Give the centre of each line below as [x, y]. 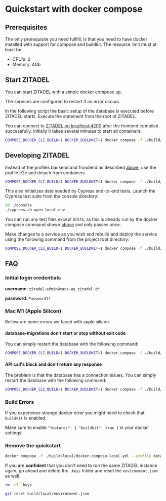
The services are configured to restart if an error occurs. [63, 101]
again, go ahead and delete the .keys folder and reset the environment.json [82, 470]
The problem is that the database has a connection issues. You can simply [81, 375]
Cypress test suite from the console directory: [52, 196]
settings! [14, 433]
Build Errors [20, 402]
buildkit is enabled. [26, 418]
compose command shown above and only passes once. [63, 225]
